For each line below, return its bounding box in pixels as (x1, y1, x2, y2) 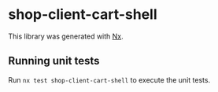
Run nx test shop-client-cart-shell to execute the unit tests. (8, 75, 211, 84)
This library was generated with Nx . (8, 31, 124, 41)
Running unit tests (8, 54, 100, 68)
